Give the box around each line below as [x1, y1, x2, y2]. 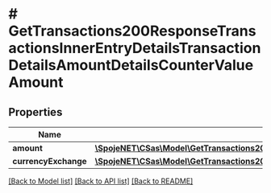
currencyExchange [12, 156, 87, 166]
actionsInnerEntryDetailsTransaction [8, 39, 261, 57]
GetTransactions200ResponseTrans [8, 22, 256, 40]
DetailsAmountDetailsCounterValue [8, 56, 254, 75]
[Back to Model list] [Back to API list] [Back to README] [8, 176, 194, 186]
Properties [8, 105, 63, 119]
